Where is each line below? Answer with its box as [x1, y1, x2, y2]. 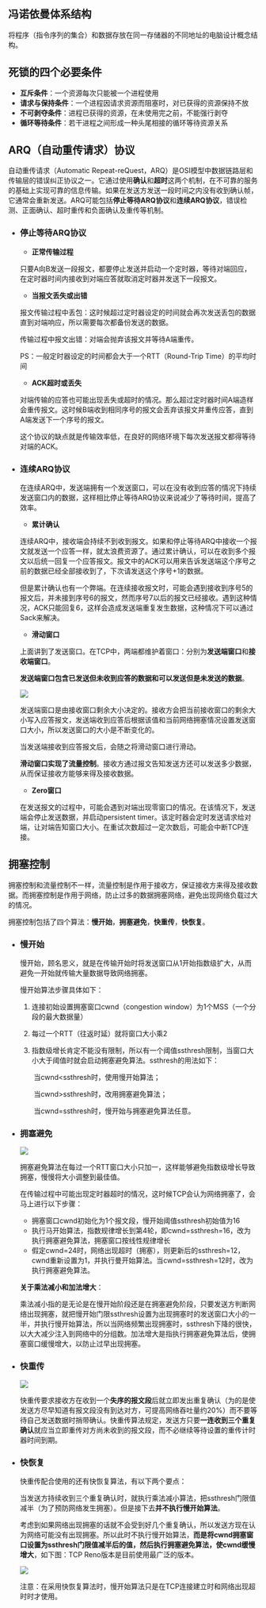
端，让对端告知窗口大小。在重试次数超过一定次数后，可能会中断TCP [19, 823, 242, 832]
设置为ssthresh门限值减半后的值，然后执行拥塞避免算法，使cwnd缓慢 [26, 1540, 256, 1550]
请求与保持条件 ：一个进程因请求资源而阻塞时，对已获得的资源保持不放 [19, 98, 249, 107]
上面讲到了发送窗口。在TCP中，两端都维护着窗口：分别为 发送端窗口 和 [19, 646, 249, 657]
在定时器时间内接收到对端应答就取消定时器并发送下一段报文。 [19, 273, 222, 283]
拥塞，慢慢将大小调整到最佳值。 [19, 1172, 124, 1182]
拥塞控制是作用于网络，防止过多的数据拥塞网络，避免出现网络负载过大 [28, 890, 258, 900]
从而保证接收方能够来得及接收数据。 [19, 769, 139, 778]
